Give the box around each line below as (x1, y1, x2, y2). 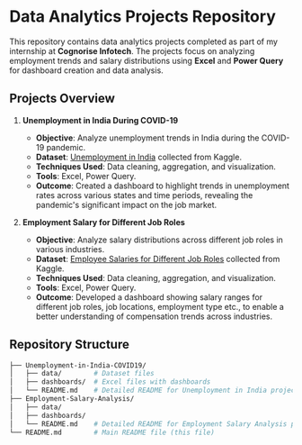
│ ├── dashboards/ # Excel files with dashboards (9, 377, 211, 386)
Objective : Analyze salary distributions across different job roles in (35, 234, 283, 245)
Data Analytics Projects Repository (9, 6, 276, 27)
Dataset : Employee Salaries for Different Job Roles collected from (35, 253, 280, 264)
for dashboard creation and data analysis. (9, 65, 164, 76)
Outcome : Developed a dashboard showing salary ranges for (35, 291, 263, 303)
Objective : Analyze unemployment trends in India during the (35, 132, 260, 143)
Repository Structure (9, 337, 130, 352)
